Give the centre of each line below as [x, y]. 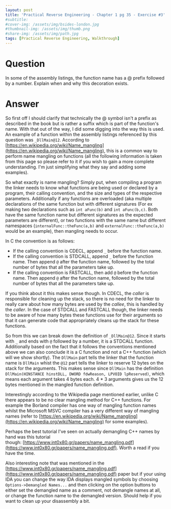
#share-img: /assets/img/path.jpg [42, 34]
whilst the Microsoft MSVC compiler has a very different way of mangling [82, 410]
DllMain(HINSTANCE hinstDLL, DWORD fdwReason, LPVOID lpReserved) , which [85, 374]
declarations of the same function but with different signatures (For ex [79, 204]
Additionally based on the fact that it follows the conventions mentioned [81, 346]
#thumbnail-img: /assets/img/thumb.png [48, 29]
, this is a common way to [131, 151]
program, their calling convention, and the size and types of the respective [84, 193]
